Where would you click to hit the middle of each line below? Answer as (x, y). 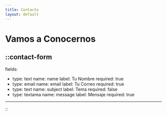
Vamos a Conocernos (50, 39)
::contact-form (29, 57)
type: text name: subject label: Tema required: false (65, 89)
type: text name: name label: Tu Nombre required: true (68, 79)
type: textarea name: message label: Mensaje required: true (74, 94)
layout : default (22, 14)
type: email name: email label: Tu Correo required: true (68, 84)
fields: (12, 69)
